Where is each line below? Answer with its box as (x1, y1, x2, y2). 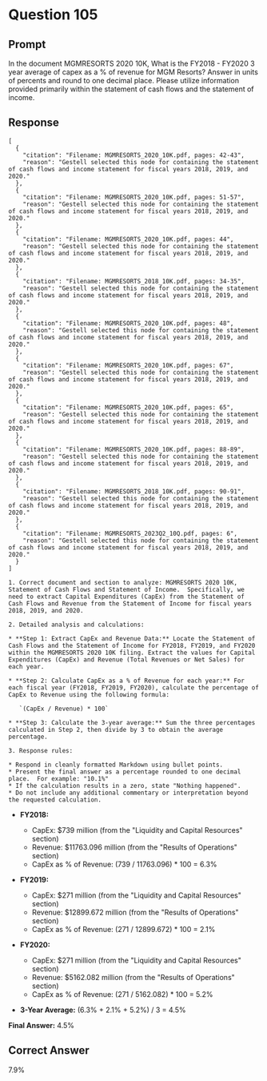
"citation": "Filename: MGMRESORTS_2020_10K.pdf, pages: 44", (22, 235, 234, 243)
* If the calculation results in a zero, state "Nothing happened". (8, 782, 241, 790)
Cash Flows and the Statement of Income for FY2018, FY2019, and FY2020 (8, 641, 256, 649)
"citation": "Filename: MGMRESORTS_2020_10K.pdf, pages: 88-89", (22, 445, 245, 453)
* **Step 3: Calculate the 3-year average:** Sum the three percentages (8, 718, 256, 726)
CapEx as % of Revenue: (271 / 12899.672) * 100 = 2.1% (31, 924, 216, 934)
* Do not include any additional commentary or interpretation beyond (8, 789, 249, 797)
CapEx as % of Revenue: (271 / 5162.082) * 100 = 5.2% (31, 989, 213, 999)
